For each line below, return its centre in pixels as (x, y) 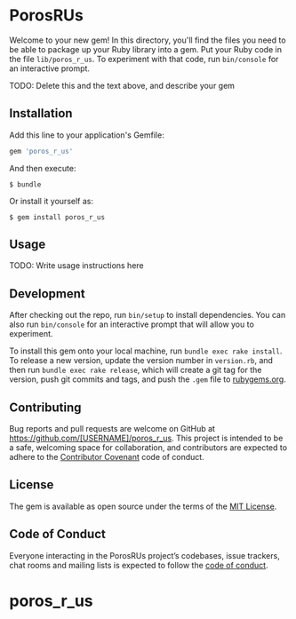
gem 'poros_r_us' (41, 151)
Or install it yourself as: (51, 201)
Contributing (45, 407)
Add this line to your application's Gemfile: (87, 135)
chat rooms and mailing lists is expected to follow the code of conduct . (139, 565)
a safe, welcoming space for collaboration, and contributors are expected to (148, 448)
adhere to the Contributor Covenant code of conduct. (107, 457)
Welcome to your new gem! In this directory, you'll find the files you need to (148, 40)
